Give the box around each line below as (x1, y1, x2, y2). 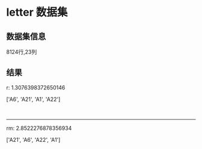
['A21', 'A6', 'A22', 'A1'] (6, 136, 61, 143)
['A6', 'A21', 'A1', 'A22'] (6, 96, 61, 103)
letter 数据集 (6, 5, 68, 19)
